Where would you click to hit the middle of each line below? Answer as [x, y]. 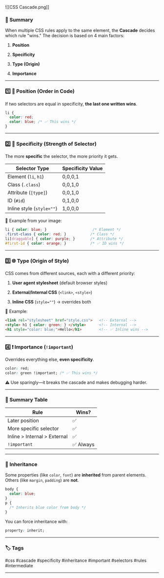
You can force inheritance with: [37, 521]
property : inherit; [25, 530]
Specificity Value [82, 169]
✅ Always [83, 445]
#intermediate [19, 565]
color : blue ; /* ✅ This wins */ [43, 122]
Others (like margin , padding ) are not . [42, 480]
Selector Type [32, 169]
